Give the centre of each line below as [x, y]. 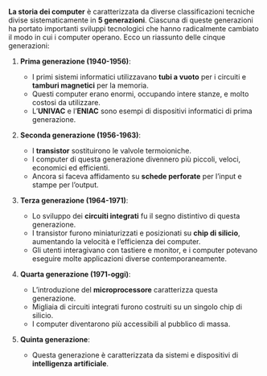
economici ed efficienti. [71, 168]
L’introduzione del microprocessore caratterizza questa [125, 290]
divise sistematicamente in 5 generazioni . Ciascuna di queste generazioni [131, 20]
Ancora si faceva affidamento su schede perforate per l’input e [137, 176]
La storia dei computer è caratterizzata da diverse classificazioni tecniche [131, 12]
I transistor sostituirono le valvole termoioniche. [111, 151]
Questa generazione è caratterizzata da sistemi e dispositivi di [135, 355]
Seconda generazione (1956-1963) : [80, 135]
